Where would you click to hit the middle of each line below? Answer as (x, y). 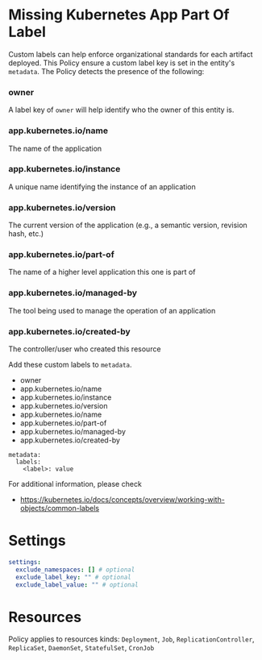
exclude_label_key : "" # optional (73, 577)
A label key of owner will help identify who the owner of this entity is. (121, 110)
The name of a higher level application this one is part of (102, 272)
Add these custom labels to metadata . (70, 365)
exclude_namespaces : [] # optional (75, 570)
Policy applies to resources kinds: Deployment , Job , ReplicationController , (132, 639)
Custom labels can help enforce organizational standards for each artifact (131, 54)
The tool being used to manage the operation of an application (112, 310)
